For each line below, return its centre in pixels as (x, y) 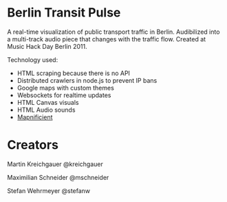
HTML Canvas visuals (48, 102)
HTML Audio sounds (46, 110)
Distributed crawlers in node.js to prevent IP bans (87, 80)
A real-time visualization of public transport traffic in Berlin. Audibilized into (113, 32)
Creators (33, 145)
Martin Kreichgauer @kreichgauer (55, 164)
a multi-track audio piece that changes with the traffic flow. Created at (107, 39)
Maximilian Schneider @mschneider (58, 177)
